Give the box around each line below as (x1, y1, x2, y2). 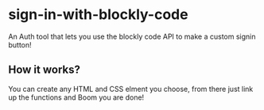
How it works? (8, 63, 81, 77)
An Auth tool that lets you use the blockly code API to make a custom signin (8, 32, 256, 41)
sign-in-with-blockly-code (8, 6, 188, 24)
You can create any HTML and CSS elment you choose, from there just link (8, 84, 254, 93)
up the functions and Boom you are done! (8, 93, 145, 102)
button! (8, 40, 32, 49)
